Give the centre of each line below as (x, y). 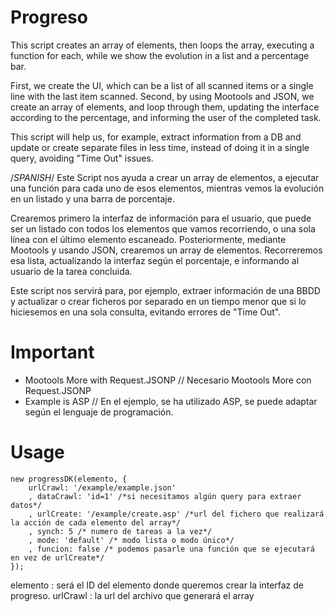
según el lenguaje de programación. (99, 412)
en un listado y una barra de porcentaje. (92, 198)
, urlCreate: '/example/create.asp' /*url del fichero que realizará (176, 514)
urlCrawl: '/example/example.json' (102, 487)
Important (52, 352)
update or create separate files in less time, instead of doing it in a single (160, 147)
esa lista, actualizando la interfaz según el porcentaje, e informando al (155, 260)
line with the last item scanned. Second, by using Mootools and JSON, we (162, 96)
